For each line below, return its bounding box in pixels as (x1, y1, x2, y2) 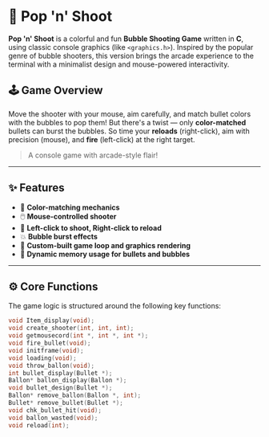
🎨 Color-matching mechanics (19, 202, 120, 212)
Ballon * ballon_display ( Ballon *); (8, 377, 127, 385)
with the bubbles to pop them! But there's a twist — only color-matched (8, 117, 247, 127)
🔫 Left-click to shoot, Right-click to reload (19, 223, 162, 232)
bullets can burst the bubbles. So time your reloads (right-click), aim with (8, 126, 250, 136)
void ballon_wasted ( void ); (8, 414, 98, 422)
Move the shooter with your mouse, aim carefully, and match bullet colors (8, 108, 251, 119)
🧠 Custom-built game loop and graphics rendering (19, 240, 191, 250)
